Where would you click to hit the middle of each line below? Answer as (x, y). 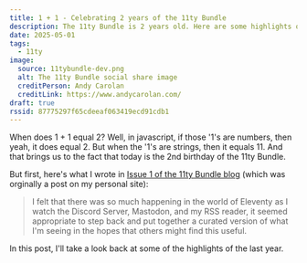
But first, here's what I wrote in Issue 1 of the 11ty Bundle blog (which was (148, 174)
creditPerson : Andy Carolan (71, 86)
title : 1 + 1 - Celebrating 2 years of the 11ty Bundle (118, 18)
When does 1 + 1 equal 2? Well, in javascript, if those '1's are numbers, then (151, 137)
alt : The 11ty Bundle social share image (98, 78)
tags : (20, 43)
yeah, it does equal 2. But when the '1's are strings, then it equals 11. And (146, 147)
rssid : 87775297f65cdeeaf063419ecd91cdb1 (90, 111)
